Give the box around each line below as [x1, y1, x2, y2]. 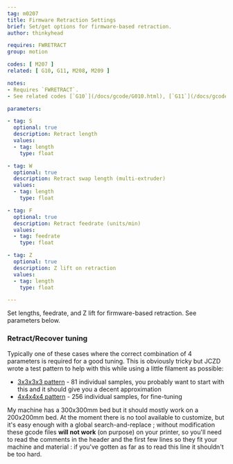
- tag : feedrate [13, 233, 60, 240]
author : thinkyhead [7, 29, 64, 37]
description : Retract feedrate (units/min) [13, 220, 141, 227]
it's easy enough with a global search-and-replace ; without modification [7, 420, 215, 429]
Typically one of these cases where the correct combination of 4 [7, 349, 192, 357]
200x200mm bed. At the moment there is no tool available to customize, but [7, 413, 225, 421]
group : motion [7, 48, 49, 55]
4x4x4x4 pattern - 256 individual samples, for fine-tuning [17, 392, 182, 400]
